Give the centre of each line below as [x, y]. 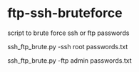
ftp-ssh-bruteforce [65, 13]
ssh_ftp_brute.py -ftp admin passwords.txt [69, 60]
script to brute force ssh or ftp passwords [68, 33]
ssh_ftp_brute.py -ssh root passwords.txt [68, 46]
